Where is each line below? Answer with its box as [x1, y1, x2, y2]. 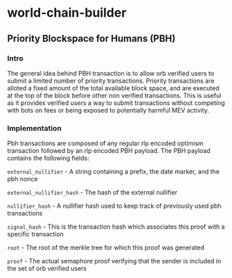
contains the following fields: [7, 154, 89, 163]
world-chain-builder [7, 5, 127, 21]
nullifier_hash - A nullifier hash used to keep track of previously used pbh [7, 202, 222, 210]
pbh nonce [7, 175, 38, 183]
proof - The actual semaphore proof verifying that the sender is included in [7, 257, 222, 265]
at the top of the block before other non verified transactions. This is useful [7, 91, 222, 99]
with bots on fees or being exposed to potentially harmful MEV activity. [7, 106, 210, 114]
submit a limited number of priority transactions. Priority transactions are [7, 76, 215, 85]
